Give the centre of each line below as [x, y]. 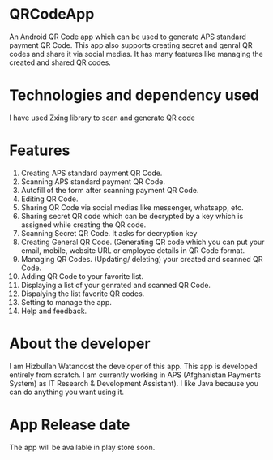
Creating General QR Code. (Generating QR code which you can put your [143, 242]
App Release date [70, 425]
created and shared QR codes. [60, 62]
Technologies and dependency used [134, 95]
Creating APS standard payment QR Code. [92, 173]
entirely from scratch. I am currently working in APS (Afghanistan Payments [135, 375]
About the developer [80, 344]
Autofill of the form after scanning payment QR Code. [110, 190]
